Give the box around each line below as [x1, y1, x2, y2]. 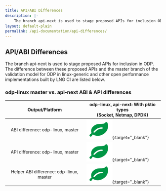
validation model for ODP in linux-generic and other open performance [5, 71, 149, 77]
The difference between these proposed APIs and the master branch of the [5, 66, 158, 72]
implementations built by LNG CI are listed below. [5, 76, 105, 82]
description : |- [5, 13, 39, 18]
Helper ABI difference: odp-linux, [10, 168, 79, 175]
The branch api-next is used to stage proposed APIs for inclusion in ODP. [5, 61, 154, 67]
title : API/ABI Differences [5, 8, 63, 13]
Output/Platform [27, 107, 62, 113]
